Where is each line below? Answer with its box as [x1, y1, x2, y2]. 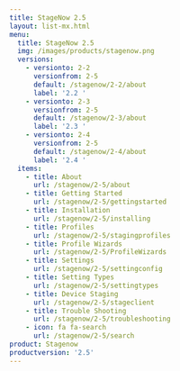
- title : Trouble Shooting [25, 306, 127, 315]
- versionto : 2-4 [25, 131, 91, 140]
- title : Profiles [25, 222, 94, 231]
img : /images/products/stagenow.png [17, 47, 155, 56]
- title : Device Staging [25, 289, 119, 298]
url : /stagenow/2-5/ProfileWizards [32, 248, 167, 257]
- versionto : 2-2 [25, 64, 91, 73]
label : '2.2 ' [32, 88, 87, 97]
